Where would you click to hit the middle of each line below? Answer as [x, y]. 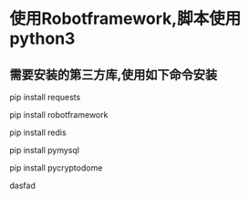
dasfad [23, 185]
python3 [42, 39]
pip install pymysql [45, 150]
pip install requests [45, 97]
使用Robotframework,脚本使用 [125, 19]
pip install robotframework [59, 115]
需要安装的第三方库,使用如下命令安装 [114, 74]
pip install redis [38, 132]
